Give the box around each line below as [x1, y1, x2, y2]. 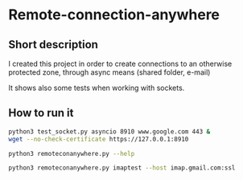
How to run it [8, 106, 74, 120]
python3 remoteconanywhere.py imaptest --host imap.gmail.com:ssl [8, 164, 236, 172]
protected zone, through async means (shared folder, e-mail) [8, 67, 211, 77]
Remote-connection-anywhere [8, 6, 220, 24]
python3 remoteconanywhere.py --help [8, 149, 135, 157]
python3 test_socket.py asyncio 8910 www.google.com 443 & [8, 127, 211, 136]
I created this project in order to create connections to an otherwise [8, 59, 233, 68]
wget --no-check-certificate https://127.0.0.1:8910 [8, 135, 189, 143]
